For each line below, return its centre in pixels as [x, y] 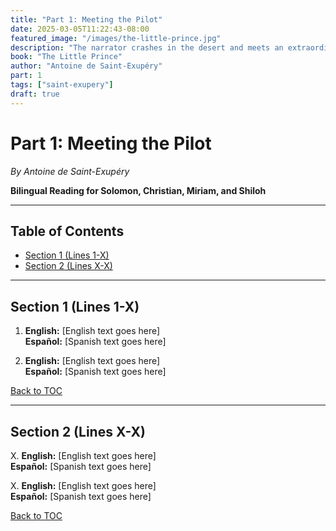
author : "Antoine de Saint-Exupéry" [86, 66]
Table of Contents [67, 231]
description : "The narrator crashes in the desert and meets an [147, 47]
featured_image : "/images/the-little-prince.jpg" [116, 38]
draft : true [35, 94]
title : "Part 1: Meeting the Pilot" [86, 19]
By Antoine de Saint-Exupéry [70, 171]
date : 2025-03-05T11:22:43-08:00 [80, 29]
